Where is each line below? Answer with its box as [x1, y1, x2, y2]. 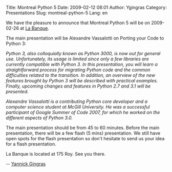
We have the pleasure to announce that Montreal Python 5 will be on [6, 20, 150, 26]
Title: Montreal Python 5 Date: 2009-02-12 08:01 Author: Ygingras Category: [6, 5, 167, 10]
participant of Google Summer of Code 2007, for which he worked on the [6, 110, 160, 115]
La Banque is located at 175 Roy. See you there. [6, 151, 106, 157]
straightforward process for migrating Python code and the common [6, 67, 150, 73]
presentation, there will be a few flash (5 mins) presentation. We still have [6, 130, 161, 136]
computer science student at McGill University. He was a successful [6, 104, 150, 110]
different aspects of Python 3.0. [6, 115, 73, 121]
